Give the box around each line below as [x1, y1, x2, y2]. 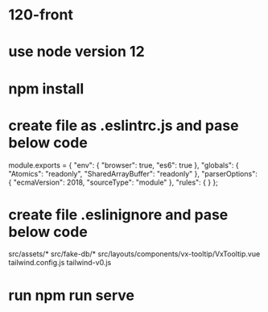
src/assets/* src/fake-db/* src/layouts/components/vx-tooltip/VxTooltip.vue [8, 249, 261, 259]
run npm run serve [8, 286, 135, 304]
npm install [8, 79, 85, 98]
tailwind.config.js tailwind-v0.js [8, 258, 112, 268]
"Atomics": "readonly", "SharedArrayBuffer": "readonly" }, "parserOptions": [8, 168, 258, 178]
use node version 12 [8, 43, 145, 61]
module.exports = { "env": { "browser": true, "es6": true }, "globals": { [8, 160, 239, 170]
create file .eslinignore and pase [8, 206, 229, 223]
